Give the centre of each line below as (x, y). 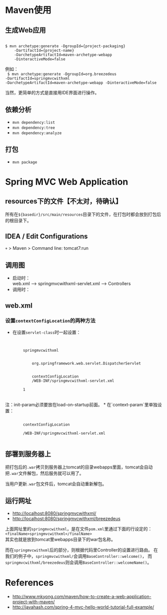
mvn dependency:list (34, 122)
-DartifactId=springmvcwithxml (38, 78)
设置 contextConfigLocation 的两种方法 (50, 320)
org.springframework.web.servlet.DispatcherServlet (86, 363)
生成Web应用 (26, 30)
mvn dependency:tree (34, 128)
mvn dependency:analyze (37, 133)
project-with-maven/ (34, 602)
